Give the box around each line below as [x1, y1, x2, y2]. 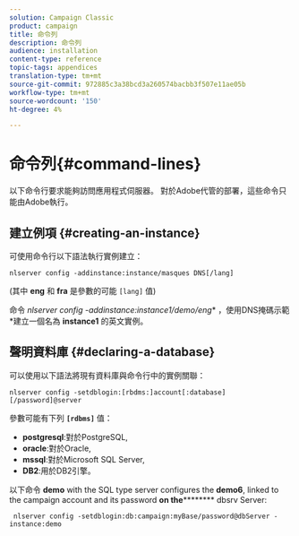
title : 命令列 [9, 30, 58, 39]
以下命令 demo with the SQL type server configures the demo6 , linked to [9, 484, 279, 495]
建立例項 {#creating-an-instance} [9, 225, 201, 240]
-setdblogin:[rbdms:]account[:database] [73, 387, 226, 397]
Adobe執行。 [24, 196, 73, 207]
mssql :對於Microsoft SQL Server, [21, 454, 145, 464]
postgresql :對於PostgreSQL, [21, 431, 128, 442]
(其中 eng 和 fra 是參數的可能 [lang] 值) [9, 286, 157, 296]
